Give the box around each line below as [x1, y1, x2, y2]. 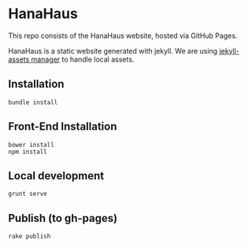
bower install [8, 141, 55, 148]
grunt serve [8, 190, 47, 198]
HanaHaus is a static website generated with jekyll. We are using [8, 46, 218, 55]
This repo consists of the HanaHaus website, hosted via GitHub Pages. [8, 31, 238, 40]
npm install [8, 148, 47, 156]
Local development [8, 169, 105, 182]
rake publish [8, 232, 51, 241]
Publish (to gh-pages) [8, 211, 118, 225]
